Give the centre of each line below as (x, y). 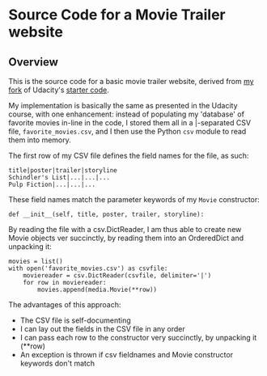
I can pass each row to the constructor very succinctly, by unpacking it (138, 338)
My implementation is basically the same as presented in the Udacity (123, 106)
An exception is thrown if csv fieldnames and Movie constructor (126, 355)
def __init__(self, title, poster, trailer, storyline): (106, 214)
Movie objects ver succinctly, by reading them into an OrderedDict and (126, 238)
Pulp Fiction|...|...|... (52, 184)
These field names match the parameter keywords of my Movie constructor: (134, 199)
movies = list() (36, 261)
